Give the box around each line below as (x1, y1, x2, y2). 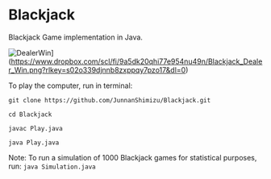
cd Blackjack (8, 110, 52, 119)
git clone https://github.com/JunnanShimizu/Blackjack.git (8, 96, 211, 104)
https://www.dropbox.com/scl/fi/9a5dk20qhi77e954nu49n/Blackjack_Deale (10, 56, 263, 66)
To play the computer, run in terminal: (8, 81, 133, 90)
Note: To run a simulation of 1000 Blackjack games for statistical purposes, (8, 152, 257, 162)
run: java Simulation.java (8, 161, 96, 171)
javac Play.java (8, 124, 63, 132)
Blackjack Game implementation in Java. (8, 32, 144, 42)
